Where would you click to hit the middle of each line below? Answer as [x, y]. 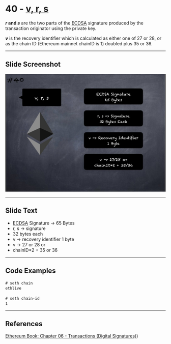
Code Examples [31, 271]
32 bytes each [28, 234]
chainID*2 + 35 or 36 [35, 250]
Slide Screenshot [33, 64]
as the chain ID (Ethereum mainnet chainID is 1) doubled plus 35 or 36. [79, 43]
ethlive [13, 288]
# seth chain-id [22, 298]
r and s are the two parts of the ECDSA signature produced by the [74, 23]
